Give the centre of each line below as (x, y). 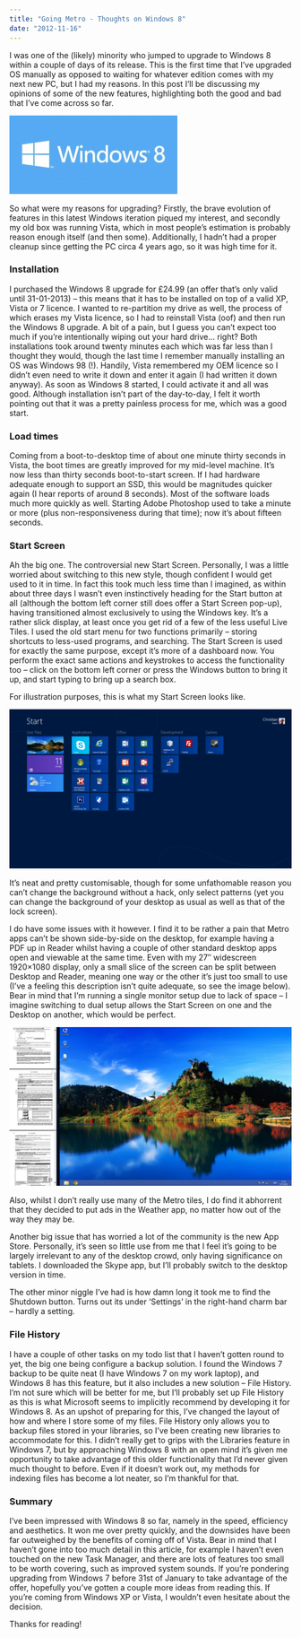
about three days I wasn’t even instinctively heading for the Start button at (146, 594)
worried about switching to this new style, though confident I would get (141, 575)
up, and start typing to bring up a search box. (93, 680)
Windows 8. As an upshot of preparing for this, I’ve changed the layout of (145, 1411)
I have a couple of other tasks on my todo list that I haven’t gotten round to (147, 1354)
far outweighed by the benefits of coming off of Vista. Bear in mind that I (143, 1539)
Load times (34, 436)
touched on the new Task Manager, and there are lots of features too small (147, 1559)
